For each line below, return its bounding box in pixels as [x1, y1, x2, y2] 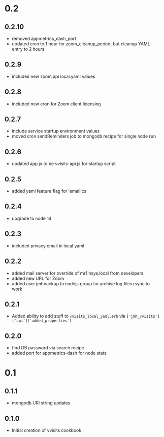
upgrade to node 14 [11, 215, 52, 221]
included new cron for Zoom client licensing [11, 101, 101, 106]
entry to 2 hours [11, 46, 45, 52]
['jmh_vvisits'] [126, 314, 160, 319]
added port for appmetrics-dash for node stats [11, 350, 107, 356]
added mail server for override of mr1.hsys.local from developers [11, 270, 144, 276]
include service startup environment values [11, 128, 100, 134]
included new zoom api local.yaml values [11, 73, 96, 79]
